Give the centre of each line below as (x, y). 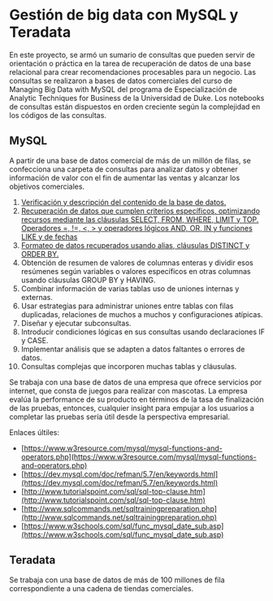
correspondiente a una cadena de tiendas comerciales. (102, 588)
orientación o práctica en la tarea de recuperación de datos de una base (130, 63)
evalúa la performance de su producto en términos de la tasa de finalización (136, 399)
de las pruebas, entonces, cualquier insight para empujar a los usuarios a (132, 407)
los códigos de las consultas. (58, 115)
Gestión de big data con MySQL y (124, 15)
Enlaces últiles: (35, 432)
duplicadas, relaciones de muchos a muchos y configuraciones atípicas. (142, 314)
